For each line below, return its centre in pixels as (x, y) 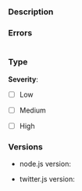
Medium (33, 110)
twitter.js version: (47, 179)
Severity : (23, 79)
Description (31, 12)
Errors (20, 32)
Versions (25, 146)
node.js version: (45, 164)
